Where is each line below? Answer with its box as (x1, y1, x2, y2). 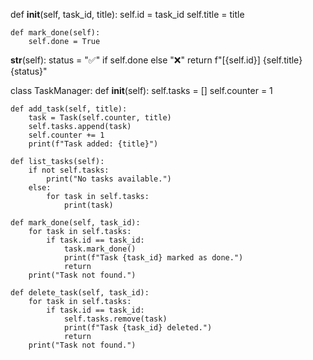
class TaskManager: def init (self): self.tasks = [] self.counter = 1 (10, 85, 273, 96)
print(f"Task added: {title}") (28, 139, 159, 149)
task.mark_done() (63, 244, 137, 254)
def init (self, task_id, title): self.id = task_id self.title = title (10, 9, 245, 20)
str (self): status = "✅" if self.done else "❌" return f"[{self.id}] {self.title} (10, 54, 303, 66)
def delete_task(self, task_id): (10, 288, 150, 298)
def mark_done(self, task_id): (10, 218, 141, 228)
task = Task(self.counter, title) (28, 113, 172, 123)
